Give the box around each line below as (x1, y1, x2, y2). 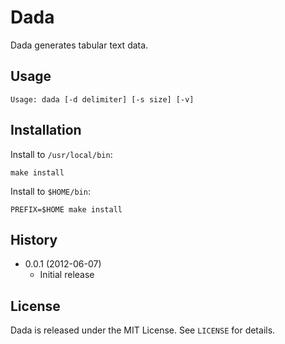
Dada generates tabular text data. (10, 39, 149, 51)
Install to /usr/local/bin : (10, 148, 113, 160)
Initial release (39, 269, 95, 281)
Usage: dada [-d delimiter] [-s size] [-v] (10, 94, 195, 105)
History (10, 231, 58, 248)
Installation (10, 122, 82, 139)
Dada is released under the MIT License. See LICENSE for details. (10, 324, 276, 336)
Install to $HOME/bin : (10, 185, 91, 197)
